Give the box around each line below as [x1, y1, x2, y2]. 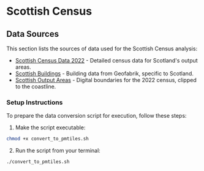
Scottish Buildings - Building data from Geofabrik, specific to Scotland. [15, 70, 194, 77]
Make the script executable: [15, 124, 86, 131]
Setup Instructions [6, 98, 63, 107]
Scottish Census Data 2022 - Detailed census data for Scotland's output [15, 57, 198, 64]
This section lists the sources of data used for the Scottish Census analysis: [6, 45, 198, 52]
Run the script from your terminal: [15, 147, 101, 154]
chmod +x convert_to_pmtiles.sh [6, 136, 89, 142]
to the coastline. [15, 83, 56, 90]
